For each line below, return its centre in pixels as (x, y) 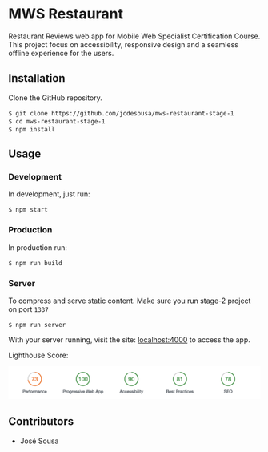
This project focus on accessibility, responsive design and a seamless (123, 44)
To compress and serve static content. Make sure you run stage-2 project (130, 301)
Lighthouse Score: (38, 355)
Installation (37, 78)
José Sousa (39, 441)
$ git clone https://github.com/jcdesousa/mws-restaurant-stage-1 (121, 113)
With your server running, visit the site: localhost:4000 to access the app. (129, 340)
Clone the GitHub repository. (55, 98)
